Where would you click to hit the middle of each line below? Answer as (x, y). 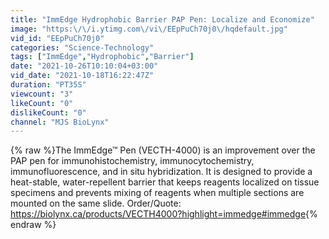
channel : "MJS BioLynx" (60, 122)
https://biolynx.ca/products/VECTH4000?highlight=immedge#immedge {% (164, 214)
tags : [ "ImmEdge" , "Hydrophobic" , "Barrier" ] (102, 57)
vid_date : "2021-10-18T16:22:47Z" (82, 76)
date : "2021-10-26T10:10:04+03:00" (84, 66)
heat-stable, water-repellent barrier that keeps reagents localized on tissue (165, 182)
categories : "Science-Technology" (82, 47)
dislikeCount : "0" (48, 112)
